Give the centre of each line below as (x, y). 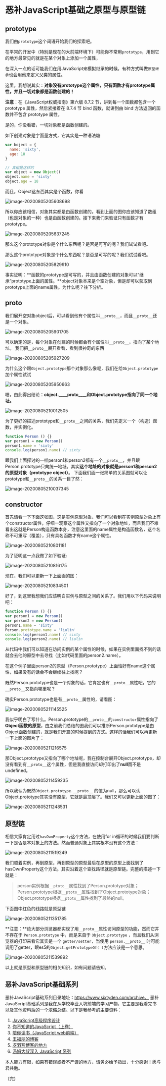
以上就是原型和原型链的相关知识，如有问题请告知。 (57, 968)
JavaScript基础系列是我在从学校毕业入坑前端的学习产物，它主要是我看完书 (81, 1003)
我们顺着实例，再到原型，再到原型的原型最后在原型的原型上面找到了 (74, 863)
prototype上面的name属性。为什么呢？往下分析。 (55, 287)
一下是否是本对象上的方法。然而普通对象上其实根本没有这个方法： (72, 843)
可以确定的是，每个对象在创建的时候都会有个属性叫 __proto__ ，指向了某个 (80, 342)
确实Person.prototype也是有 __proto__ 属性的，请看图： (61, 700)
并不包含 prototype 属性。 (36, 114)
